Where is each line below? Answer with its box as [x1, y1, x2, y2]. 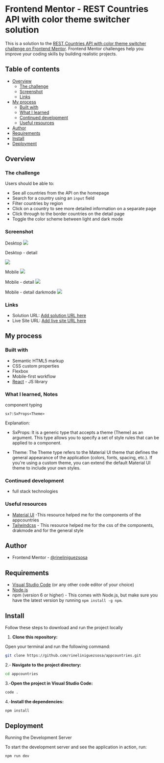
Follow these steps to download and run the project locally [5, 625, 123, 631]
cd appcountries [5, 671, 38, 676]
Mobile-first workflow [12, 373, 56, 379]
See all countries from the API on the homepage [12, 190, 109, 196]
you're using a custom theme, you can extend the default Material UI [12, 460, 151, 466]
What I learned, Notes [5, 391, 58, 397]
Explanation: [5, 420, 30, 426]
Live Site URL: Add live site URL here [12, 318, 87, 324]
